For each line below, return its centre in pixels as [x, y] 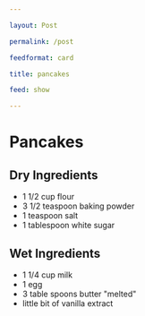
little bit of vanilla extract [68, 303]
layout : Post [34, 25]
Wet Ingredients [55, 253]
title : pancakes [39, 74]
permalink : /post [42, 41]
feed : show [30, 90]
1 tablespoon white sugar [68, 226]
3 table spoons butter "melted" [79, 294]
